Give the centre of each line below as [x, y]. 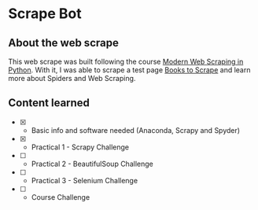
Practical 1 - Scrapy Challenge [80, 147]
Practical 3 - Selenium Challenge [85, 180]
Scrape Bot [45, 14]
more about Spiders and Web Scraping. [72, 78]
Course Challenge [61, 197]
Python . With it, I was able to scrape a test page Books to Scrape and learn [129, 70]
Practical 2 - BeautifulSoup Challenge [92, 164]
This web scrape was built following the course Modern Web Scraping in [126, 61]
